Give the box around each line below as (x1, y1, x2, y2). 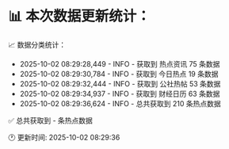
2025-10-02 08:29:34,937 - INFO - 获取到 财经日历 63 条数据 (19, 89, 220, 98)
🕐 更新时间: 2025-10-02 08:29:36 (8, 132, 120, 142)
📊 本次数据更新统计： (8, 7, 151, 25)
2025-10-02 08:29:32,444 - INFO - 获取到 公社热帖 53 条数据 (19, 78, 221, 88)
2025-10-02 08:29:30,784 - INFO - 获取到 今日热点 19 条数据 (19, 69, 219, 78)
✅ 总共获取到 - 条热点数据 (8, 116, 94, 125)
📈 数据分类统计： (8, 40, 66, 49)
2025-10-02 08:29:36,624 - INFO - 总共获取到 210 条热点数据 (19, 98, 221, 108)
